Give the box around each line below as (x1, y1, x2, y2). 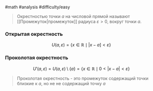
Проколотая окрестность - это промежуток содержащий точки (16, 75, 149, 81)
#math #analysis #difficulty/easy (5, 4, 70, 10)
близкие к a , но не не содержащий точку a (16, 80, 106, 86)
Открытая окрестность (5, 30, 63, 37)
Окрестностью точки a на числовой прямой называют (16, 14, 130, 19)
